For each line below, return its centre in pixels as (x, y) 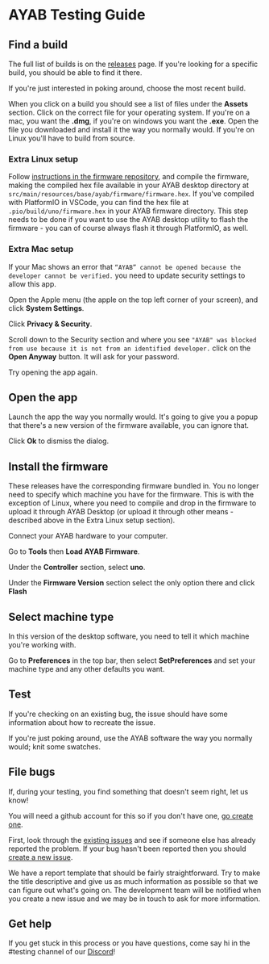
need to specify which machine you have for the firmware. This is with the (131, 495)
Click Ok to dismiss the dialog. (59, 441)
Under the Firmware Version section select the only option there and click (132, 583)
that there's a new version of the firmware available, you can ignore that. (129, 425)
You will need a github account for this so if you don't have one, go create (131, 815)
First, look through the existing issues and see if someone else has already (132, 840)
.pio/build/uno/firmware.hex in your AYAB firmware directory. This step (128, 211)
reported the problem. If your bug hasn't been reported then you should (127, 849)
